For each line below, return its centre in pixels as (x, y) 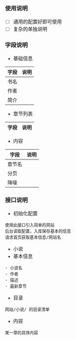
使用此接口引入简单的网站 (30, 225)
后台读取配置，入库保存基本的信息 (38, 231)
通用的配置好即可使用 (38, 22)
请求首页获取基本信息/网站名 (33, 237)
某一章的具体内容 (22, 332)
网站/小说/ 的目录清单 (27, 309)
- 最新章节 (16, 286)
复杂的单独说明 (30, 29)
